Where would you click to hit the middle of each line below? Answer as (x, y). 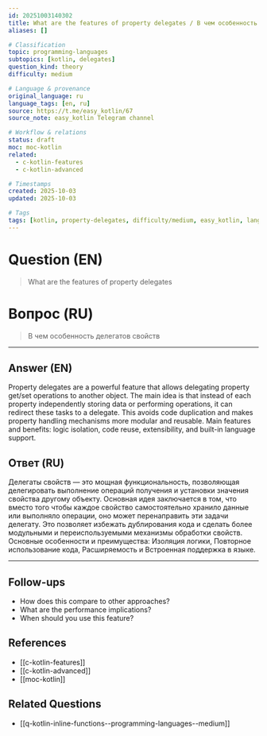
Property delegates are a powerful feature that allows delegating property (129, 387)
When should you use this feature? (77, 618)
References (37, 643)
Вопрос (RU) (51, 314)
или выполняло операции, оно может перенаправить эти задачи (118, 516)
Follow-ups (37, 582)
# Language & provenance (49, 88)
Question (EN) (56, 260)
